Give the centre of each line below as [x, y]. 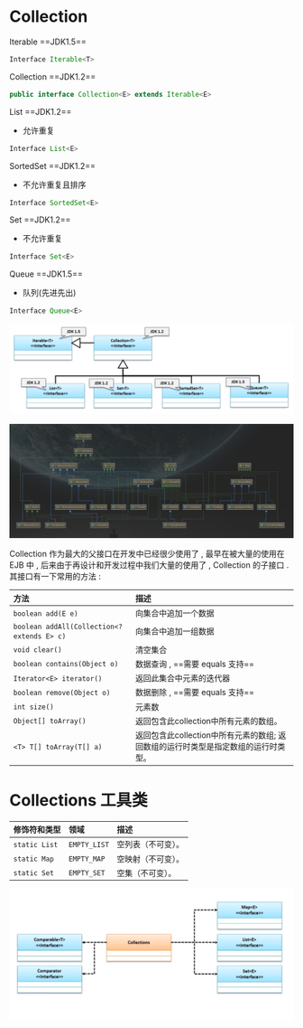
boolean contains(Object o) [66, 665]
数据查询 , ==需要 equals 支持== [195, 664]
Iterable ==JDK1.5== [48, 42]
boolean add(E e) [46, 613]
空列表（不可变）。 [151, 844]
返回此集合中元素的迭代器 [183, 678]
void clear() [37, 650]
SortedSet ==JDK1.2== [53, 165]
